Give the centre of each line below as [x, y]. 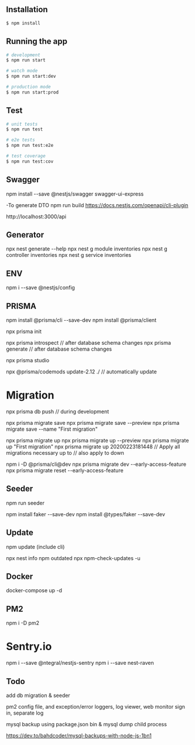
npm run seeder [25, 503]
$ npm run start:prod [32, 92]
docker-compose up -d [34, 590]
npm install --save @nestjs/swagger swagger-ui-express [75, 194]
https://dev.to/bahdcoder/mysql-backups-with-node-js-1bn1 [79, 736]
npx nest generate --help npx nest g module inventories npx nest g [87, 249]
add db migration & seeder [38, 695]
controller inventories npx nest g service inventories [69, 255]
